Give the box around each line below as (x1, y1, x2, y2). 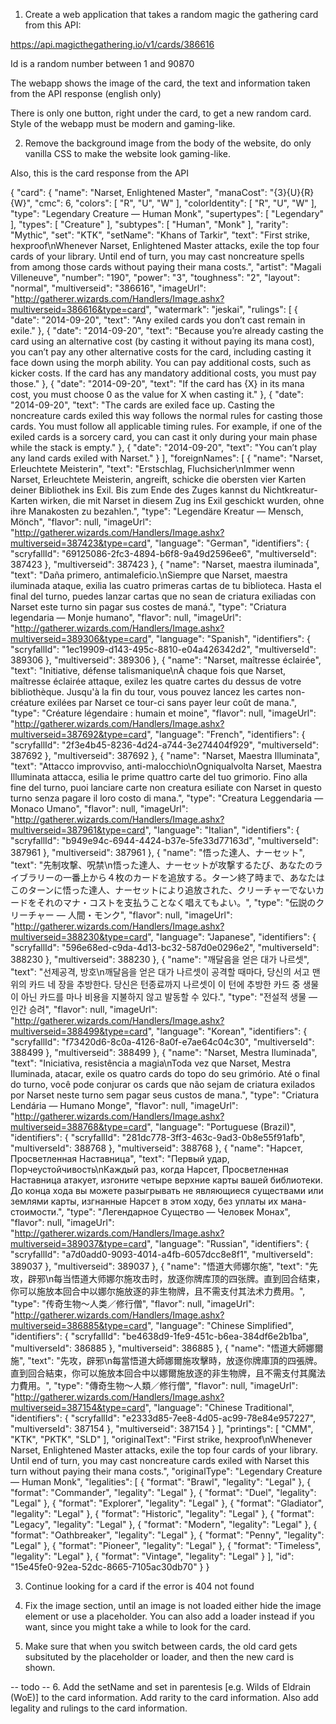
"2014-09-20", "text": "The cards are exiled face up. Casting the (10, 399, 275, 411)
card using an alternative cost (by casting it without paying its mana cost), (10, 335, 315, 347)
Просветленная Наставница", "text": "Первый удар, (10, 1153, 230, 1164)
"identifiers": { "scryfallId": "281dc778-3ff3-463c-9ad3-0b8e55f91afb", (10, 1132, 306, 1143)
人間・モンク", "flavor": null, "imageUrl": (67, 909, 233, 921)
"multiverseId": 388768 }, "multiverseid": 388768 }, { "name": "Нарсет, (10, 1142, 303, 1154)
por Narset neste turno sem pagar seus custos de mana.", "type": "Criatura (10, 1089, 320, 1101)
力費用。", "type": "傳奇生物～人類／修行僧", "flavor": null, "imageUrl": (10, 1380, 298, 1391)
